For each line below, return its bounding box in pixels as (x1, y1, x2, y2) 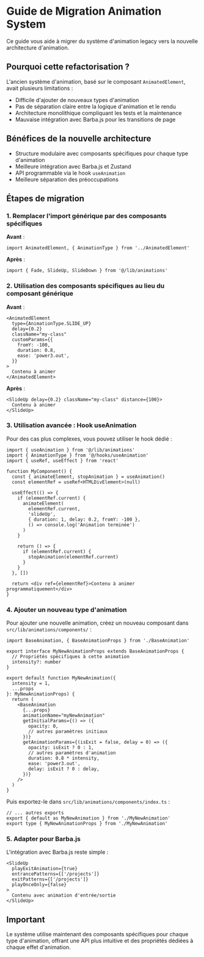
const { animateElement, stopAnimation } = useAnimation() (12, 474, 166, 480)
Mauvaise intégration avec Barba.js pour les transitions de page (15, 116, 176, 123)
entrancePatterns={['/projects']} (12, 871, 100, 878)
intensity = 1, (12, 680, 51, 687)
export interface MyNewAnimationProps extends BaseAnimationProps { (6, 648, 184, 654)
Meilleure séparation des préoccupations (15, 175, 119, 183)
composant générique (6, 289, 74, 298)
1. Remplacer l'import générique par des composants (6, 211, 167, 220)
